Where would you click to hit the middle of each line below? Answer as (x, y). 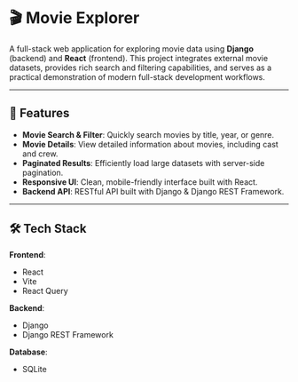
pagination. (43, 172)
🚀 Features (39, 113)
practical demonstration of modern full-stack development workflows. (137, 76)
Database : (28, 352)
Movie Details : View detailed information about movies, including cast (150, 144)
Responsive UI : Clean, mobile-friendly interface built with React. (140, 182)
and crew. (40, 154)
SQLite (34, 369)
